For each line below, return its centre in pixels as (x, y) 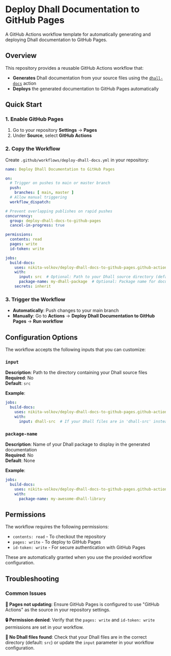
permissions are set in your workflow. (45, 627)
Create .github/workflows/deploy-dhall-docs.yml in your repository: (77, 160)
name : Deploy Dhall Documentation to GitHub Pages (60, 169)
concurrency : (19, 216)
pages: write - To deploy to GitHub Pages (57, 542)
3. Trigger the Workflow (35, 299)
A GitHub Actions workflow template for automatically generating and (78, 34)
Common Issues (26, 593)
